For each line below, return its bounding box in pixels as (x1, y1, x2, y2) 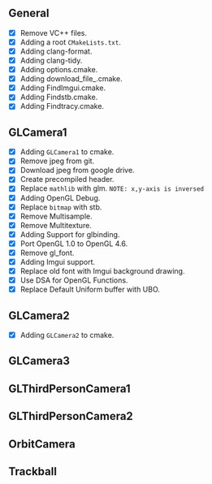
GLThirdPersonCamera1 (8, 382, 132, 395)
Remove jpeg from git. (19, 156, 95, 166)
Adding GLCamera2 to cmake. (19, 331, 115, 339)
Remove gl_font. (19, 248, 75, 257)
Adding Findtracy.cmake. (19, 102, 104, 111)
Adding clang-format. (19, 46, 93, 56)
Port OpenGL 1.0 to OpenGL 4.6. (19, 239, 128, 248)
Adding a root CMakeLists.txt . (19, 37, 122, 47)
